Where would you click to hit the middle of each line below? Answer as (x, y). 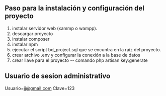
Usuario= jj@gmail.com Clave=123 (40, 88)
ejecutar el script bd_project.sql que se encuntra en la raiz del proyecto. (87, 49)
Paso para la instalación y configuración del (74, 8)
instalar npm (25, 44)
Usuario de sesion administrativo (58, 76)
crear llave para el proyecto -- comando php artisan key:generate (80, 60)
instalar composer (31, 39)
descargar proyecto (32, 33)
